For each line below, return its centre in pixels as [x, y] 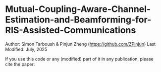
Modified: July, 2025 [26, 49]
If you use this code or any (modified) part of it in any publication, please [79, 59]
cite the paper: [20, 64]
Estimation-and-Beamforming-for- [78, 20]
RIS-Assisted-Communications [71, 30]
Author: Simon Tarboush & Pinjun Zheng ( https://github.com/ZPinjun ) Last [80, 44]
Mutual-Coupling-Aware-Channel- [78, 9]
